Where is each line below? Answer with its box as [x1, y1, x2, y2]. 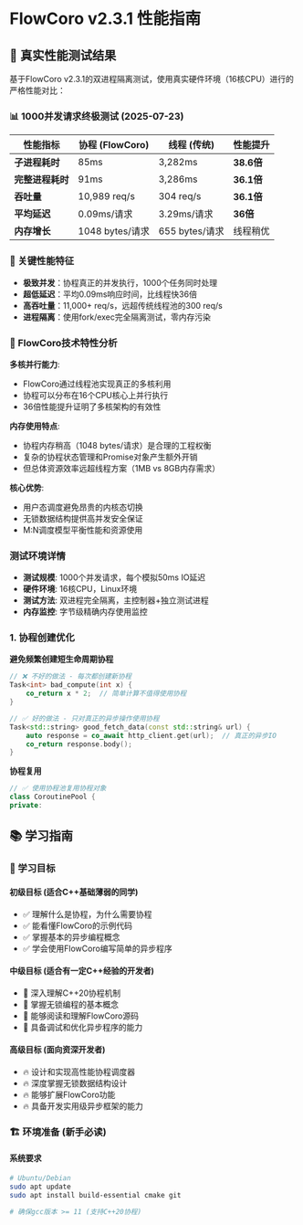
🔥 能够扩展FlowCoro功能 [22, 1089, 116, 1100]
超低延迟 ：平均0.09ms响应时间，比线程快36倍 [22, 289, 198, 300]
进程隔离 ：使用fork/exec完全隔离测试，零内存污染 [22, 312, 212, 322]
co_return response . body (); [26, 739, 132, 749]
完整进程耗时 [14, 174, 70, 186]
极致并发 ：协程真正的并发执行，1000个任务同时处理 [22, 277, 217, 288]
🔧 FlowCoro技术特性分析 [9, 336, 118, 349]
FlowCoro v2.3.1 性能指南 [9, 8, 202, 29]
